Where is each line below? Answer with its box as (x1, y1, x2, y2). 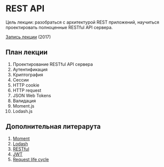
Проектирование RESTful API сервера (12, 61, 93, 67)
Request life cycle (12, 156, 49, 162)
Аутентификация (12, 66, 48, 72)
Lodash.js (12, 108, 33, 114)
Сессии (12, 77, 29, 83)
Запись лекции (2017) (5, 34, 51, 40)
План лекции (5, 48, 48, 56)
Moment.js (12, 103, 34, 109)
